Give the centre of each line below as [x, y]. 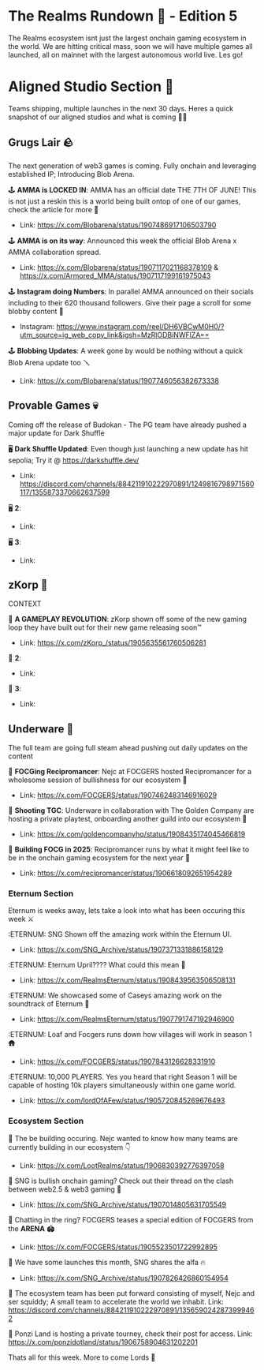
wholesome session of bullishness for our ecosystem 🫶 [98, 780]
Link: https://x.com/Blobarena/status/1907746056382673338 [119, 380]
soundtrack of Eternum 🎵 [49, 1004]
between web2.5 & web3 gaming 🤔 [65, 1189]
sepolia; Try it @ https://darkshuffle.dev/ [74, 460]
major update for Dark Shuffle [56, 432]
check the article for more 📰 [54, 209]
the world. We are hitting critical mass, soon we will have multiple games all [131, 46]
